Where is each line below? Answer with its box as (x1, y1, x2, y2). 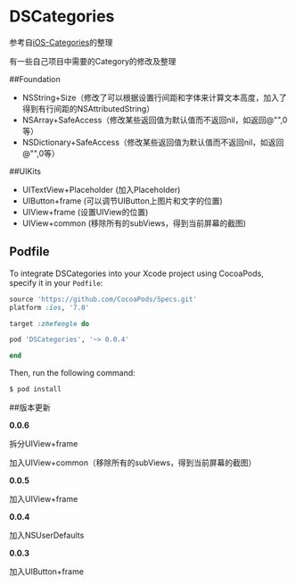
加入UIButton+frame (9, 566, 85, 577)
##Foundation (9, 73, 61, 84)
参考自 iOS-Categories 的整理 (9, 37, 113, 47)
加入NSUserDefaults (9, 530, 85, 540)
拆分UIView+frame (9, 439, 78, 448)
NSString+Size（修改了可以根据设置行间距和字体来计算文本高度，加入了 (21, 92, 287, 103)
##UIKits (9, 165, 42, 176)
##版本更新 (9, 402, 51, 413)
